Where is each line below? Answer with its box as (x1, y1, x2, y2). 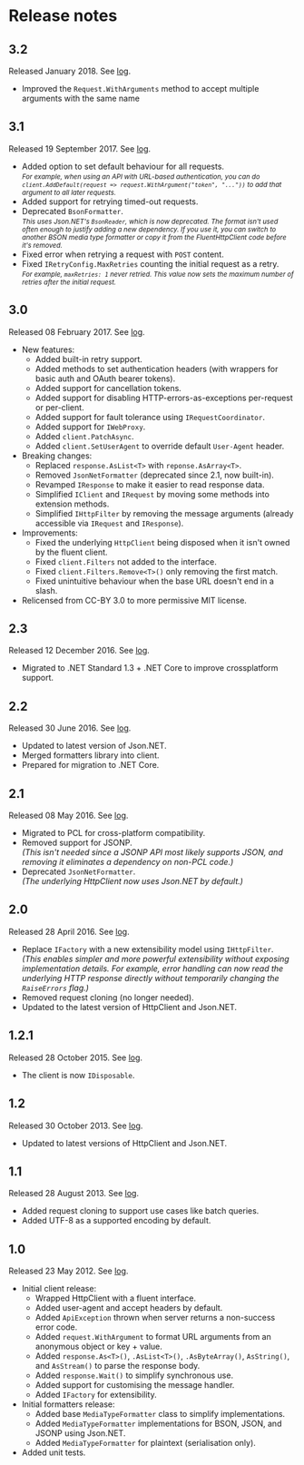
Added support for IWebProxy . (34, 421, 146, 432)
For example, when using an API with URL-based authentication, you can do (21, 172, 260, 182)
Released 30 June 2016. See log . (8, 723, 132, 733)
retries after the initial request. (21, 278, 117, 287)
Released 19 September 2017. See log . (8, 143, 152, 154)
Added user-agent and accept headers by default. (34, 1303, 223, 1313)
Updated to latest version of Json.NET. (21, 741, 167, 752)
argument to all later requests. (21, 188, 117, 197)
